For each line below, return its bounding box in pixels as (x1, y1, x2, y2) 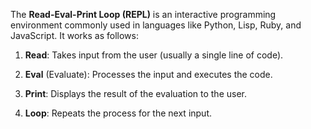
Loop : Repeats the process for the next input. (24, 107, 213, 119)
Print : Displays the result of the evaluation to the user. (24, 88, 248, 99)
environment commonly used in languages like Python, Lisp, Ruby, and (10, 19, 302, 31)
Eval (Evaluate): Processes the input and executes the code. (24, 69, 273, 80)
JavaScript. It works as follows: (10, 30, 139, 41)
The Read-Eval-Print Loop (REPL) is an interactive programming (10, 9, 277, 20)
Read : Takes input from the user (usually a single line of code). (24, 49, 284, 61)
